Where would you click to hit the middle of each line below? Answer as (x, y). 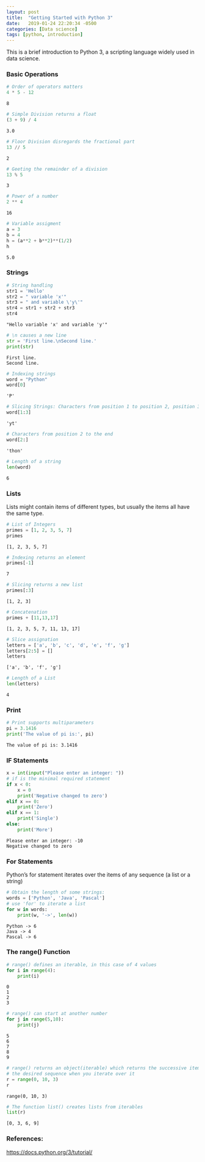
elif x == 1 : (23, 813)
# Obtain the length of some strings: (56, 892)
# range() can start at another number (57, 1014)
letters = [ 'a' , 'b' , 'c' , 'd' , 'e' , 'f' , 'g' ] (68, 645)
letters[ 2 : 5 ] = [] (30, 651)
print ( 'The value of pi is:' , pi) (50, 734)
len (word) (19, 467)
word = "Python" (27, 379)
